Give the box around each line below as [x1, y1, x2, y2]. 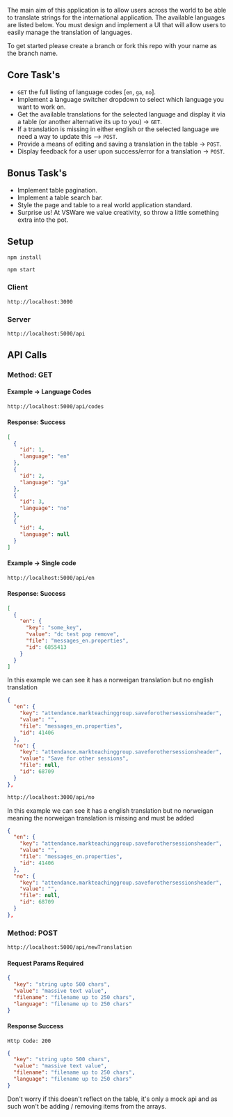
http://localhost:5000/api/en [7, 574, 95, 581]
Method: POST [7, 928, 58, 938]
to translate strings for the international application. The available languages [7, 13, 225, 22]
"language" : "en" [19, 453, 70, 460]
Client [7, 283, 28, 292]
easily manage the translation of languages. [7, 28, 133, 36]
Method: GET [7, 370, 54, 380]
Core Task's [7, 69, 61, 81]
